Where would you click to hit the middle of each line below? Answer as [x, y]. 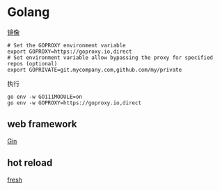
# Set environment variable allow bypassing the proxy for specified [110, 57]
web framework [42, 124]
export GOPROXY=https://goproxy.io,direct [70, 52]
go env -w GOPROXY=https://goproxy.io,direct [74, 103]
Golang [29, 12]
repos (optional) [32, 63]
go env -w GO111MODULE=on [45, 97]
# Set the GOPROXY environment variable [67, 45]
